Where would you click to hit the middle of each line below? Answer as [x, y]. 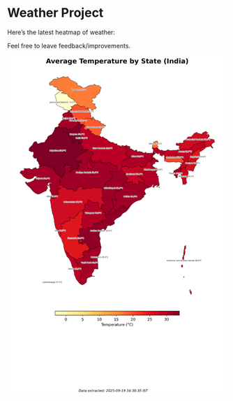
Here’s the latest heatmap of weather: [61, 32]
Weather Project [55, 13]
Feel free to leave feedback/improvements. [69, 45]
